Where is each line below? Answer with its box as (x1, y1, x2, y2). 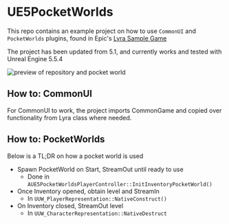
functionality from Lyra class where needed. (7, 113, 132, 122)
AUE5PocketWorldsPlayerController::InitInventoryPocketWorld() (27, 181, 213, 188)
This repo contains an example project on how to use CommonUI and (7, 27, 197, 35)
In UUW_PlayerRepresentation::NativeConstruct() (27, 194, 167, 203)
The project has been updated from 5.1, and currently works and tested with (7, 47, 222, 56)
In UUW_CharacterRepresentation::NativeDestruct (27, 209, 167, 217)
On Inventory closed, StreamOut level (17, 201, 124, 210)
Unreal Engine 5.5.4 (7, 54, 63, 63)
